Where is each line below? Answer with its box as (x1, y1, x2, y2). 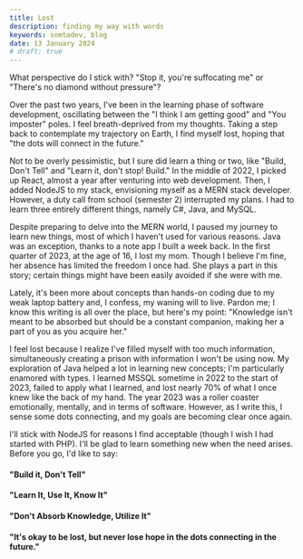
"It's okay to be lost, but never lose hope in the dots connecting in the (9, 531, 277, 542)
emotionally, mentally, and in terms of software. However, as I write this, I (9, 402, 283, 413)
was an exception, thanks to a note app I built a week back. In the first (9, 241, 270, 252)
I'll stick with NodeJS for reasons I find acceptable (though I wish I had (9, 429, 274, 440)
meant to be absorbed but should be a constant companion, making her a (9, 316, 285, 327)
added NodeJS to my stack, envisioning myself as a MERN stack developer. (9, 185, 292, 195)
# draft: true (9, 47, 64, 56)
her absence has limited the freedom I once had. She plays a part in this (9, 260, 279, 271)
